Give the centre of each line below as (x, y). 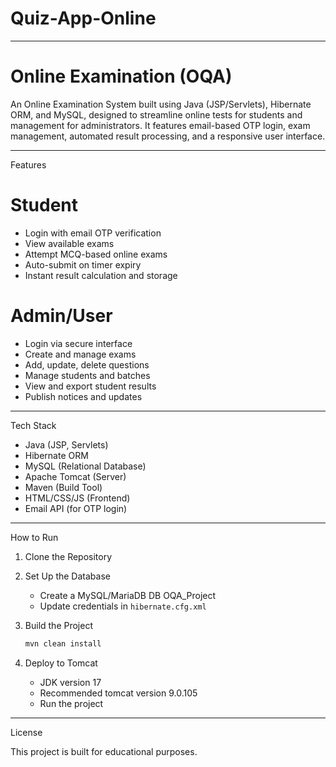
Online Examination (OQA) (121, 76)
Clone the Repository (68, 556)
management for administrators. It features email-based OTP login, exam (160, 125)
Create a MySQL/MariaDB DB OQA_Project (128, 595)
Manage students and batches (87, 375)
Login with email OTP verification (93, 233)
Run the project (71, 703)
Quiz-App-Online (83, 18)
